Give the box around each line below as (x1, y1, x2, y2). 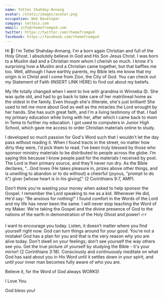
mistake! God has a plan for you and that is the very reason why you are (5, 233, 150, 239)
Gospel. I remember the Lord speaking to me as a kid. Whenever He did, (5, 190, 150, 196)
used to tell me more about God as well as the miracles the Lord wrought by (5, 104, 158, 110)
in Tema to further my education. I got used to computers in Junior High (5, 119, 150, 125)
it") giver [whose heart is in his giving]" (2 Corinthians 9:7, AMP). (5, 175, 135, 181)
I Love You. (5, 278, 28, 284)
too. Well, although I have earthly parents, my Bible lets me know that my (5, 68, 151, 74)
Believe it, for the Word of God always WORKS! (5, 268, 100, 274)
